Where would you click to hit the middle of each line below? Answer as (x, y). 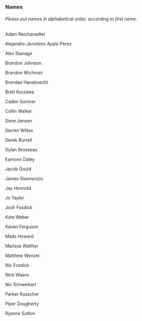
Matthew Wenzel (22, 256)
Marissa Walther (22, 246)
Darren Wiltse (19, 131)
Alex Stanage (19, 54)
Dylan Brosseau (21, 150)
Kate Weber (17, 217)
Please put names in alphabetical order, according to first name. (71, 19)
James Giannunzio (24, 179)
